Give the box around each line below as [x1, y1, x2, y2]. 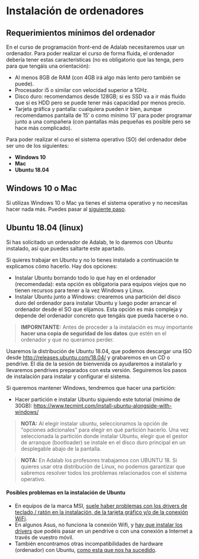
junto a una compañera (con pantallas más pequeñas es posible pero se [14, 118, 191, 125]
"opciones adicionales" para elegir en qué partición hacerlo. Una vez [20, 426, 189, 433]
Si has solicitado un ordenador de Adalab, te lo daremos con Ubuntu [6, 239, 173, 246]
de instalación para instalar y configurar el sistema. [6, 373, 131, 380]
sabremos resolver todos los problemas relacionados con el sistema [20, 469, 187, 476]
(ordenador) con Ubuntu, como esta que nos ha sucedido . [14, 546, 157, 553]
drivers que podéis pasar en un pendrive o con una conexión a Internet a [14, 527, 193, 535]
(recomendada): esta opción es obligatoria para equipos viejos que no [14, 280, 187, 287]
